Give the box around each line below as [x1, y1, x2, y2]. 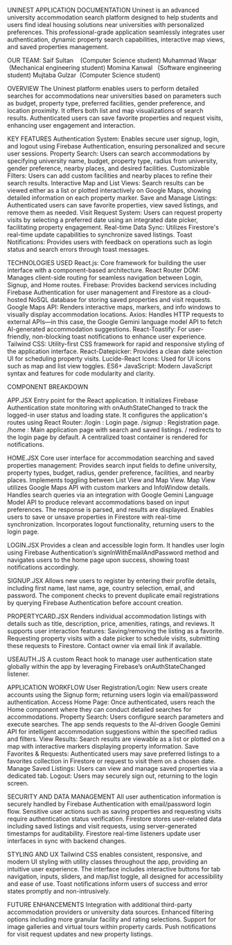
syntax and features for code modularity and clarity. [7, 369, 156, 377]
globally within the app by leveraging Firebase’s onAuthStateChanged [7, 663, 206, 670]
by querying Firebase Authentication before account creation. [7, 599, 184, 606]
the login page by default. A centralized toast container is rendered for [7, 433, 208, 441]
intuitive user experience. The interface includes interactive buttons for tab [7, 865, 221, 873]
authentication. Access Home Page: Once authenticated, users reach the [7, 698, 215, 706]
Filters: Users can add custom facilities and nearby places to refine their [7, 171, 213, 180]
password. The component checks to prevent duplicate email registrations [7, 591, 220, 599]
